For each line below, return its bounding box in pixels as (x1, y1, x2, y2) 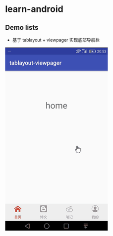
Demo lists (5, 23, 39, 32)
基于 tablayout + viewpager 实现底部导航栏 (12, 37, 100, 43)
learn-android (5, 3, 63, 15)
